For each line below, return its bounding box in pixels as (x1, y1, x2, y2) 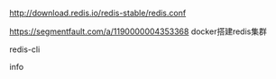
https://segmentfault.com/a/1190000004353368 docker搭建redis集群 (9, 26, 268, 37)
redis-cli (9, 44, 41, 55)
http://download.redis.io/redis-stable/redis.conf (9, 8, 187, 18)
